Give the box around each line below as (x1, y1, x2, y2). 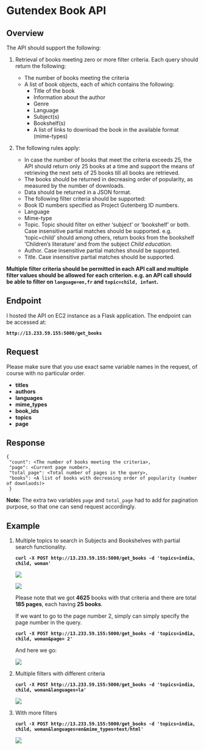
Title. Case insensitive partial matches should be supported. (24, 254, 175, 260)
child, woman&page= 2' (15, 636, 73, 642)
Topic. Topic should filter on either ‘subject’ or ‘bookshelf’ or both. (24, 221, 190, 228)
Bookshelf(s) (33, 120, 66, 127)
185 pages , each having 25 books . (15, 601, 103, 608)
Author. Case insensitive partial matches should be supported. (24, 247, 181, 254)
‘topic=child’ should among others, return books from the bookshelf (24, 234, 195, 241)
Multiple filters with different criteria (15, 670, 105, 677)
